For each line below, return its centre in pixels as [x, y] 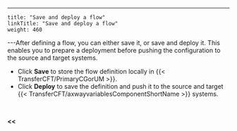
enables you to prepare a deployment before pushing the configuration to [114, 50]
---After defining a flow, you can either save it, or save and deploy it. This [114, 43]
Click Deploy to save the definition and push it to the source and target [120, 86]
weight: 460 [25, 30]
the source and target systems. [53, 58]
